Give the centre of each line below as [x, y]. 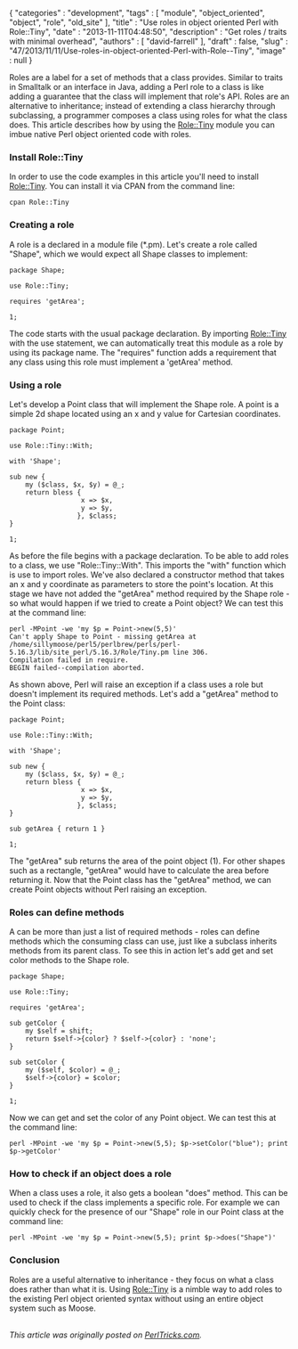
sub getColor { [37, 1024]
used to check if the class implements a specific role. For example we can [145, 1203]
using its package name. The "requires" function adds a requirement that [143, 352]
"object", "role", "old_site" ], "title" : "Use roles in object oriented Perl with [144, 22]
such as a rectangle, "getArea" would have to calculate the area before [139, 870]
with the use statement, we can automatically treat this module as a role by [146, 343]
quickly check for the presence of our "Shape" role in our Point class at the [147, 1212]
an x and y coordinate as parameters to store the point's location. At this [141, 584]
